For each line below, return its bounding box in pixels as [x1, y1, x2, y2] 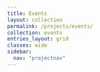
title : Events [7, 10, 48, 17]
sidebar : [7, 49, 32, 56]
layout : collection [7, 16, 63, 23]
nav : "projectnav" [13, 55, 66, 62]
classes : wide [7, 42, 48, 49]
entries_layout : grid [7, 36, 69, 43]
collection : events [7, 29, 63, 36]
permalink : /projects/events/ [7, 23, 94, 29]
